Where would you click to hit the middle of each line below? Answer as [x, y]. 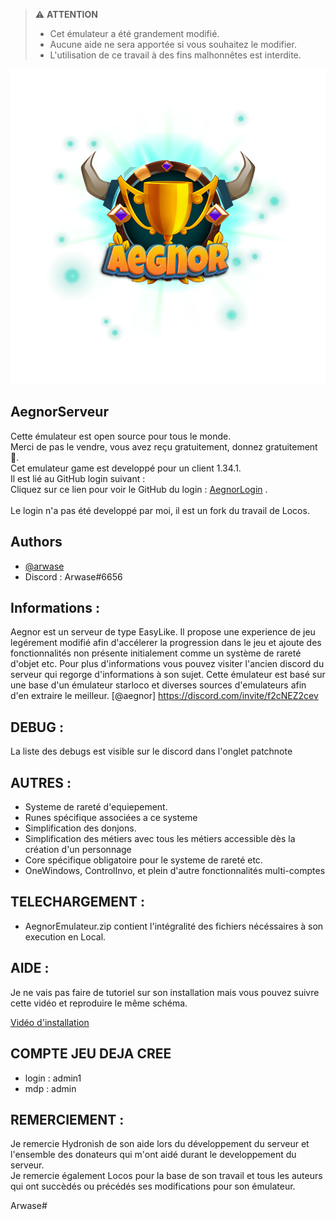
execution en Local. [65, 936]
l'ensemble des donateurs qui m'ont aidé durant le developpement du [153, 1155]
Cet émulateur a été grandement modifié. [134, 33]
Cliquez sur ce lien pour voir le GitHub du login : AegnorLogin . [139, 489]
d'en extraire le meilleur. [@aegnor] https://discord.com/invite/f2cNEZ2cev [164, 696]
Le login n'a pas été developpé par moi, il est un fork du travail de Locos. [160, 510]
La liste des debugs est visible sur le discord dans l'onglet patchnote [151, 751]
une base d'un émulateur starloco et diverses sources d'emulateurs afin [158, 685]
